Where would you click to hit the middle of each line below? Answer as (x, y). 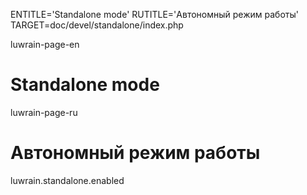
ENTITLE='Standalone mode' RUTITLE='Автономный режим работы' (154, 14)
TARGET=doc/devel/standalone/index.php (97, 25)
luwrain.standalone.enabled (67, 180)
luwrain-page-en (45, 44)
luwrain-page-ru (44, 112)
